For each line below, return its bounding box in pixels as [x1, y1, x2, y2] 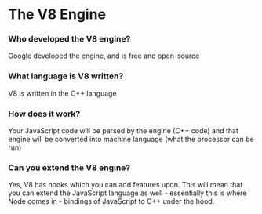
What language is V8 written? [8, 71, 124, 82]
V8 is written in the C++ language [8, 89, 117, 98]
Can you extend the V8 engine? [8, 162, 131, 173]
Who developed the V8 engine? [8, 34, 131, 45]
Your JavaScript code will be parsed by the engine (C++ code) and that [8, 126, 239, 136]
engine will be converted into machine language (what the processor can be [8, 135, 255, 144]
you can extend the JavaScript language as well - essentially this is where [8, 188, 247, 198]
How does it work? [8, 108, 81, 119]
